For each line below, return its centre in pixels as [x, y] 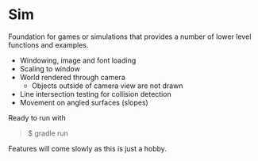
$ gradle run [48, 133]
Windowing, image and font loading [78, 60]
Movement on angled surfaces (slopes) [84, 102]
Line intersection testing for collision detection [96, 94]
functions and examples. [48, 44]
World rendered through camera [72, 77]
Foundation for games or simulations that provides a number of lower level [130, 36]
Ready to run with [37, 117]
